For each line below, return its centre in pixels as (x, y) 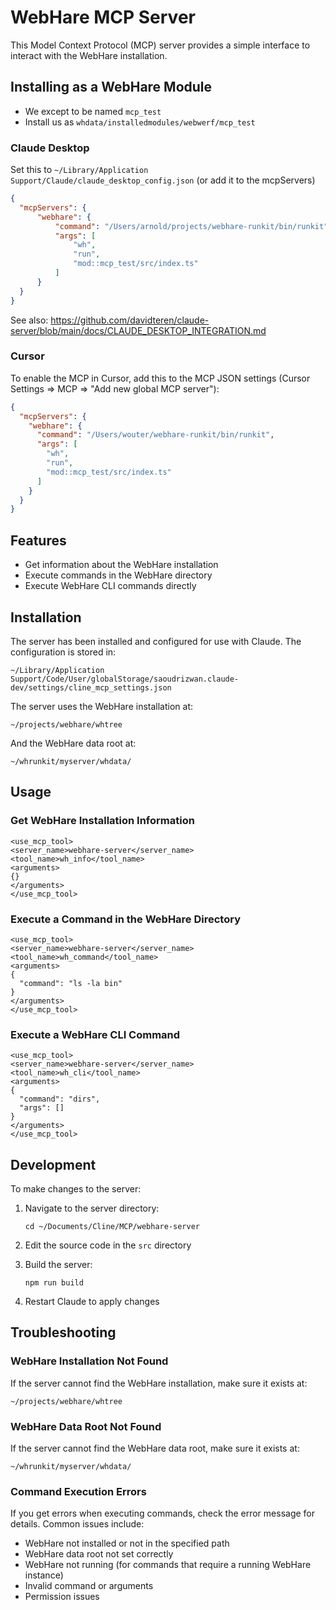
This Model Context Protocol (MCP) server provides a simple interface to (160, 45)
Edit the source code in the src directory (108, 1245)
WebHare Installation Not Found (89, 1361)
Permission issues (62, 1597)
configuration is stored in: (63, 652)
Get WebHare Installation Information (102, 821)
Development (53, 1164)
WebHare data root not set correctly (99, 1554)
